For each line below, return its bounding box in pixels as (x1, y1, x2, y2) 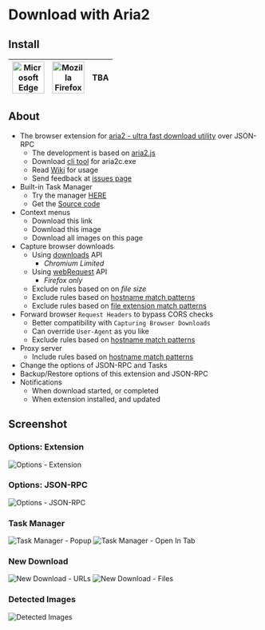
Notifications (19, 377, 62, 387)
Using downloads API (31, 249, 103, 259)
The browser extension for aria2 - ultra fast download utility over (19, 130, 233, 141)
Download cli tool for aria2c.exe (31, 156, 136, 165)
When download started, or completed (31, 385, 159, 395)
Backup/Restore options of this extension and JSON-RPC (19, 369, 209, 378)
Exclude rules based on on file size (31, 284, 147, 293)
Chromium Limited (43, 258, 105, 268)
